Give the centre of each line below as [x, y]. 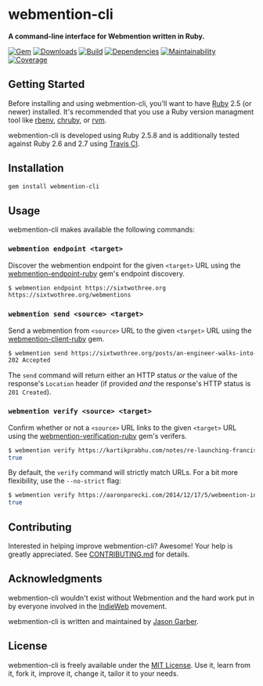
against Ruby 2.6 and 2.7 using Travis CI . [74, 144]
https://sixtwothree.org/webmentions [70, 295]
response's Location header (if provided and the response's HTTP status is [130, 384]
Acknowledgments [56, 579]
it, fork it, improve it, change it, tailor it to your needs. [93, 673]
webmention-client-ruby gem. [56, 338]
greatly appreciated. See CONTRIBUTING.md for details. [99, 554]
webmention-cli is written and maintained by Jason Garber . [104, 621]
